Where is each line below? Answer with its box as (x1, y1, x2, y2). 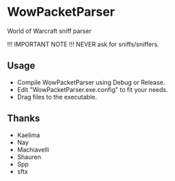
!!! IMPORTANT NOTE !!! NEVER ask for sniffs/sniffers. (7, 40, 159, 48)
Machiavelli (16, 145, 49, 154)
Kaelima (16, 131, 40, 139)
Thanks (7, 112, 40, 124)
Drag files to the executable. (16, 93, 97, 101)
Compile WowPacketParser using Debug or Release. (16, 78, 165, 86)
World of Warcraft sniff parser (7, 27, 92, 35)
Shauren (16, 152, 41, 161)
